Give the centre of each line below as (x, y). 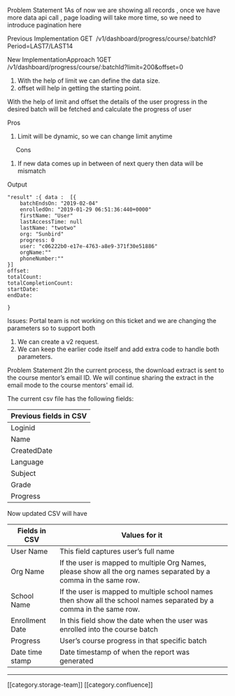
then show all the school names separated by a (137, 600)
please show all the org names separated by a (135, 572)
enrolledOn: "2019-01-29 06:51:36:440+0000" (86, 210)
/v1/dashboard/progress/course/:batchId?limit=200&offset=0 (95, 67)
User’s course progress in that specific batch (133, 641)
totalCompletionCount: (40, 283)
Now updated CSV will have (47, 513)
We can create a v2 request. (58, 342)
